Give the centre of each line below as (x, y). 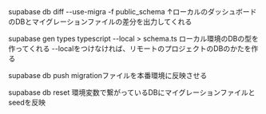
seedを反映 (27, 102)
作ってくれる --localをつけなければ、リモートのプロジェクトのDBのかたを (130, 49)
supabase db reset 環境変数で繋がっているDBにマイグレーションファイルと (132, 92)
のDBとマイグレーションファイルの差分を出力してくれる (100, 22)
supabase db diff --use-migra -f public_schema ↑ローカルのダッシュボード (133, 12)
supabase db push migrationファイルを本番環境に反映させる (108, 75)
